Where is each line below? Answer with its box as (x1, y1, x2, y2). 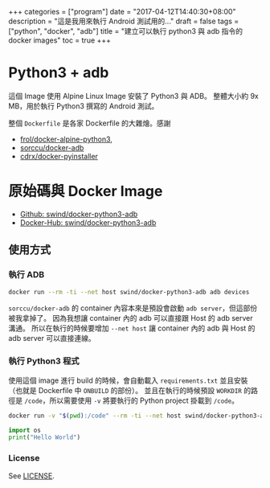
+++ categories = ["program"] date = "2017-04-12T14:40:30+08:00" (8, 7, 236, 16)
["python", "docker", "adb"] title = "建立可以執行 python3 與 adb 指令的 (8, 27, 243, 35)
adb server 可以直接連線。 (8, 334, 96, 343)
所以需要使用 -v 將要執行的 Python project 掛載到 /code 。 (49, 396, 239, 405)
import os (8, 426, 42, 434)
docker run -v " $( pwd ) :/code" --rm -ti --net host (8, 412, 182, 420)
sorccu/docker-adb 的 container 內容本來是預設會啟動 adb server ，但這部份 (8, 303, 258, 313)
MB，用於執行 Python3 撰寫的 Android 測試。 (8, 100, 159, 111)
